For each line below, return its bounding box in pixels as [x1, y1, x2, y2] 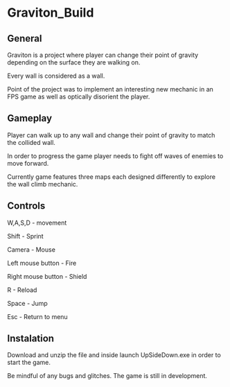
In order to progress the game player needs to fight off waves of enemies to [7, 151, 224, 160]
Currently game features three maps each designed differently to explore [7, 172, 216, 181]
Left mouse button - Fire [7, 259, 77, 267]
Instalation [7, 333, 54, 345]
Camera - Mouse [7, 245, 55, 254]
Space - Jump [7, 299, 48, 307]
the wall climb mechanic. [7, 180, 78, 188]
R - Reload [7, 286, 37, 294]
